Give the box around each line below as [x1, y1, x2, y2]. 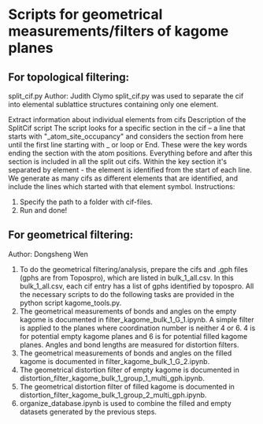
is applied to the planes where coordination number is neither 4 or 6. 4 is [19, 323, 256, 333]
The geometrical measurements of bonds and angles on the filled [19, 348, 232, 358]
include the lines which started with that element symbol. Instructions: [8, 182, 235, 191]
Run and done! [19, 206, 68, 214]
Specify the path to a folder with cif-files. [19, 197, 154, 206]
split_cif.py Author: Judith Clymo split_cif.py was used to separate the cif [8, 91, 244, 100]
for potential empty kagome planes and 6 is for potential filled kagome [19, 331, 248, 340]
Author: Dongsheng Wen [8, 249, 88, 258]
